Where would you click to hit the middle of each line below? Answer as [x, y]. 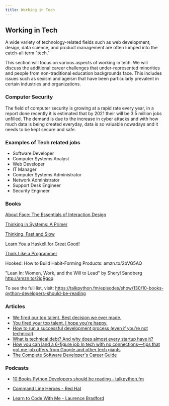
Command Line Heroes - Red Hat [47, 388]
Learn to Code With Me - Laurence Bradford [58, 398]
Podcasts [17, 368]
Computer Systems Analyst [41, 159]
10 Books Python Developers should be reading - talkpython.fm [78, 379]
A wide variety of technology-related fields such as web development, [78, 42]
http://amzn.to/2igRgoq [29, 278]
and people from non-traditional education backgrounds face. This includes [83, 73]
